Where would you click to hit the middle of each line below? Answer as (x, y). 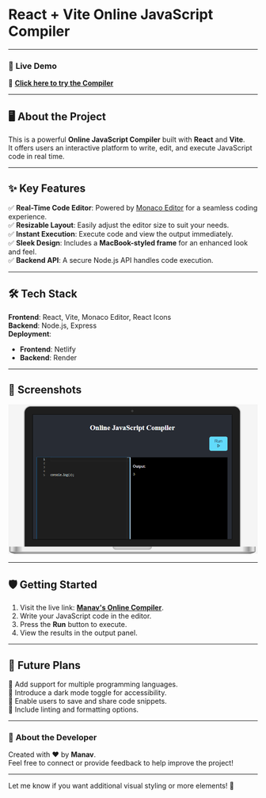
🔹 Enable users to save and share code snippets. (88, 701)
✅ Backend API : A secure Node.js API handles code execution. (111, 260)
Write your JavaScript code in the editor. (85, 616)
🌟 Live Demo (32, 66)
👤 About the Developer (53, 737)
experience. (28, 216)
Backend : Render (48, 357)
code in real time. (36, 157)
